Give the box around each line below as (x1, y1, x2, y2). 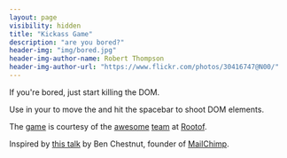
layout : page (9, 12, 58, 22)
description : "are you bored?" (9, 37, 125, 47)
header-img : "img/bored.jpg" (9, 46, 117, 55)
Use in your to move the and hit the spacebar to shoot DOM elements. (9, 104, 264, 115)
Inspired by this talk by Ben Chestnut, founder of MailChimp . (9, 138, 229, 149)
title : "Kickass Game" (9, 29, 93, 38)
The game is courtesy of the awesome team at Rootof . (9, 121, 207, 131)
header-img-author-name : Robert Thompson (9, 54, 165, 63)
